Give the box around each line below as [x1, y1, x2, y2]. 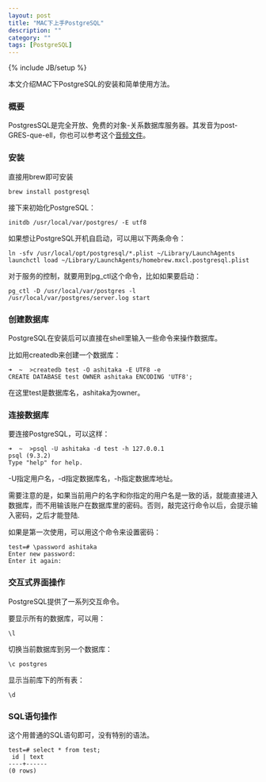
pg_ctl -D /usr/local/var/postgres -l [8, 287, 136, 295]
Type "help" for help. [8, 459, 83, 467]
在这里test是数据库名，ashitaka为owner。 [8, 388, 145, 398]
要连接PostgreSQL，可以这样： [8, 430, 110, 439]
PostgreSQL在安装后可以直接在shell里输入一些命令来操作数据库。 [8, 333, 222, 343]
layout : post [8, 11, 51, 20]
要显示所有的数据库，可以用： [8, 613, 105, 623]
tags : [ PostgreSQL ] [8, 41, 73, 49]
